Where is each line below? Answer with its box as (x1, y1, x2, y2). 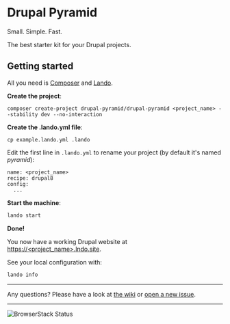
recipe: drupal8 (7, 174, 53, 182)
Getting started (7, 60, 74, 72)
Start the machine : (7, 198, 62, 206)
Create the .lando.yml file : (7, 123, 83, 131)
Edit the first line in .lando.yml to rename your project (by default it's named (7, 148, 221, 157)
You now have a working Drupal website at (7, 237, 128, 245)
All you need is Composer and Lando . (7, 79, 113, 87)
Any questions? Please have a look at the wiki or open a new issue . (7, 290, 196, 298)
